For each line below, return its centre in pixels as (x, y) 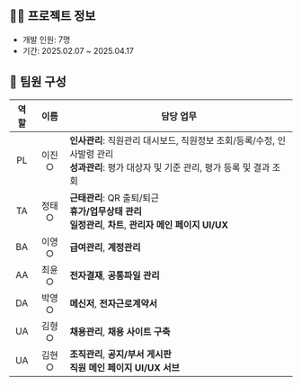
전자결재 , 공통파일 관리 (115, 275)
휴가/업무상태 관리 (106, 211)
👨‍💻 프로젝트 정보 (53, 16)
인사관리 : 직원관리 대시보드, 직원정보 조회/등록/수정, (173, 140)
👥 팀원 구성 (38, 82)
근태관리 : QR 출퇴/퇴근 (115, 198)
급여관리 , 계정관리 (105, 247)
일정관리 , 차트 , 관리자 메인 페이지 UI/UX (149, 225)
